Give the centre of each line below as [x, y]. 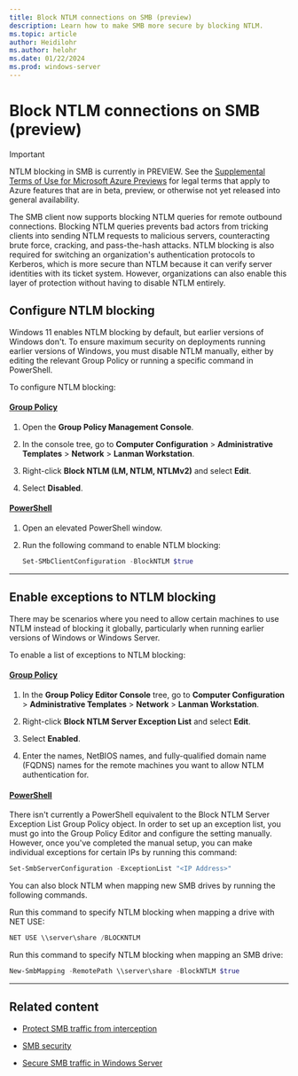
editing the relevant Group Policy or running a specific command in [131, 360]
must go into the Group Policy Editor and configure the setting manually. [141, 834]
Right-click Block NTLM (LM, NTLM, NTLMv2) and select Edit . [137, 470]
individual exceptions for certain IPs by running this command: [123, 852]
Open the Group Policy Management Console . [108, 427]
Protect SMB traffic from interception [90, 1028]
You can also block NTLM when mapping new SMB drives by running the [142, 885]
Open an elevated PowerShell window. [92, 528]
